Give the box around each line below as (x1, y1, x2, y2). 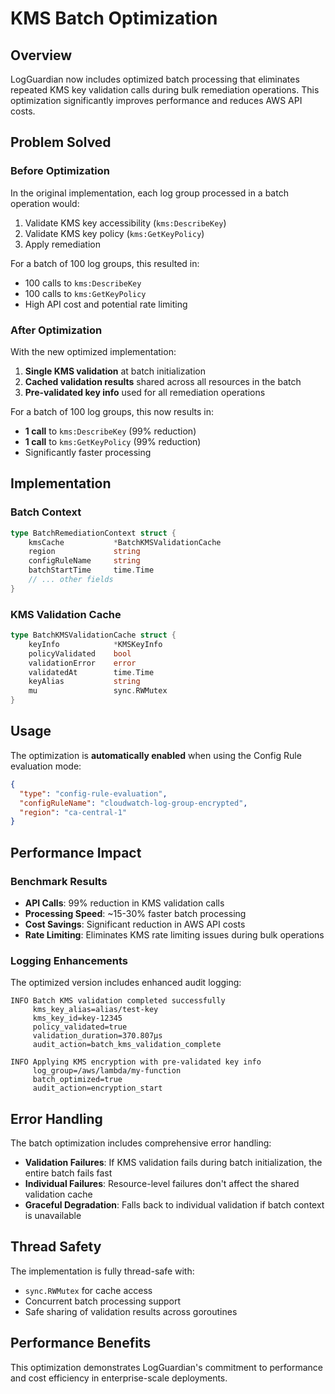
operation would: (10, 197, 80, 209)
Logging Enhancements (10, 953, 129, 967)
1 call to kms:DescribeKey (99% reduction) (24, 425, 197, 437)
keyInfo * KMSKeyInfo (28, 639, 163, 649)
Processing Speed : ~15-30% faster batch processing (24, 907, 247, 919)
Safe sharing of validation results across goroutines (24, 1305, 238, 1317)
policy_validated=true (32, 1022, 128, 1032)
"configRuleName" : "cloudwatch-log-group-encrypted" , (19, 798, 248, 808)
